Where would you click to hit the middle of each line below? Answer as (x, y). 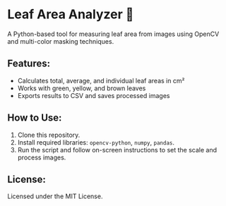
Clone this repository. (49, 135)
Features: (29, 64)
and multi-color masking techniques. (61, 41)
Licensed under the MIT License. (55, 196)
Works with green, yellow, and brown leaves (82, 88)
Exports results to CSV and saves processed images (94, 95)
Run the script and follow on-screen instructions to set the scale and (117, 150)
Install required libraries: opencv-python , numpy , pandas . (96, 142)
